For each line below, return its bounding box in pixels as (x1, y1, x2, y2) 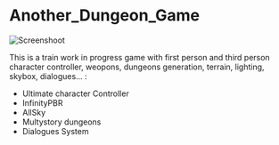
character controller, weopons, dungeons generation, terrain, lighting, (9, 61, 265, 72)
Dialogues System (21, 125, 89, 136)
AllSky (21, 107, 46, 117)
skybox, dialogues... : (9, 70, 87, 81)
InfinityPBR (21, 97, 63, 108)
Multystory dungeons (21, 117, 102, 127)
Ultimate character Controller (21, 88, 129, 99)
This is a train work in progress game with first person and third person (9, 52, 270, 62)
